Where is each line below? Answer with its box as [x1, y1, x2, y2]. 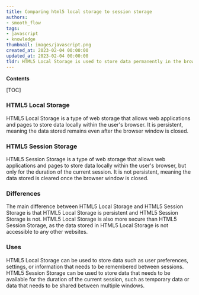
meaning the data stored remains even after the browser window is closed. [6, 127, 189, 134]
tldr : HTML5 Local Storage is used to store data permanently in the [6, 58, 182, 64]
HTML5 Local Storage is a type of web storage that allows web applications [6, 114, 191, 122]
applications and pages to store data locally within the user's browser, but [6, 162, 187, 170]
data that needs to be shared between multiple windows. [6, 282, 145, 289]
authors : [6, 14, 28, 20]
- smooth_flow [6, 20, 41, 26]
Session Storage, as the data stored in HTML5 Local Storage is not [6, 222, 169, 229]
